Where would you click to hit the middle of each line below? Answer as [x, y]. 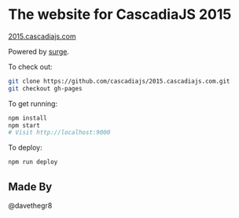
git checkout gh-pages [45, 88]
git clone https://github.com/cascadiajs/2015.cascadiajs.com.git [119, 81]
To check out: [30, 67]
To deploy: [25, 148]
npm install [28, 118]
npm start [24, 125]
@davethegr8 [30, 205]
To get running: [33, 103]
